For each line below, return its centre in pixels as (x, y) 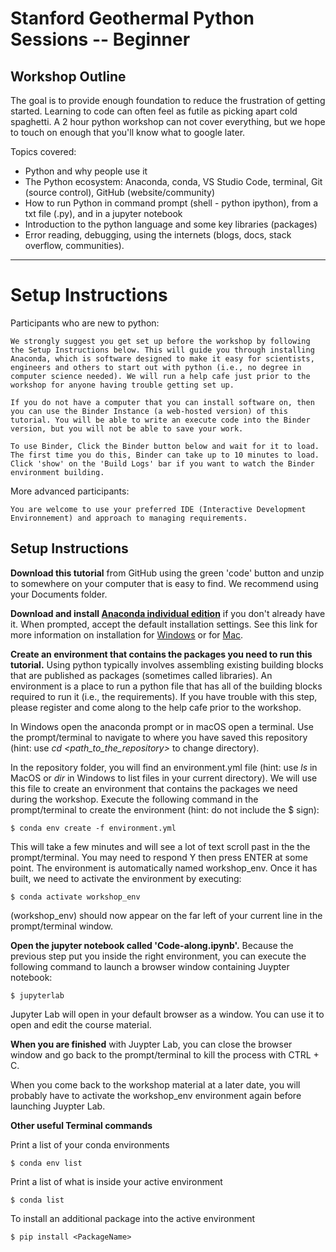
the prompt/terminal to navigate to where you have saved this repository (159, 737)
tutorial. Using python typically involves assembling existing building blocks (167, 664)
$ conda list (37, 1200)
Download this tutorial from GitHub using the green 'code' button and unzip (167, 573)
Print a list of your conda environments (90, 1144)
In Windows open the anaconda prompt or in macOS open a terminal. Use (162, 726)
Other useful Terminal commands (81, 1125)
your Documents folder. (59, 594)
